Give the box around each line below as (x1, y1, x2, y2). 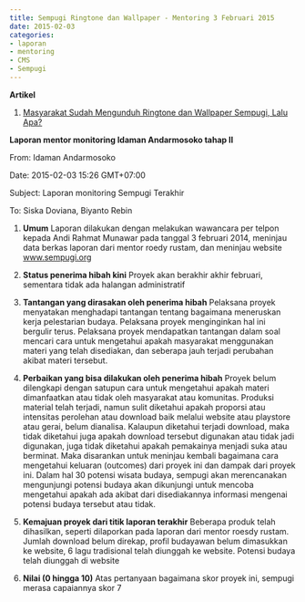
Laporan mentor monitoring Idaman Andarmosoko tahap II (9, 134, 234, 145)
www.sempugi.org (22, 252, 92, 263)
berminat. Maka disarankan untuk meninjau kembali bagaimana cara (22, 450, 280, 461)
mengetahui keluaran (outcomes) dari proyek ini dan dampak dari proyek (22, 460, 296, 471)
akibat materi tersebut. (22, 355, 108, 366)
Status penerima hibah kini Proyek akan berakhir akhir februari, (22, 269, 263, 280)
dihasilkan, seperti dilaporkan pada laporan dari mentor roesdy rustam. (22, 525, 290, 536)
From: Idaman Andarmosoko (9, 151, 117, 162)
